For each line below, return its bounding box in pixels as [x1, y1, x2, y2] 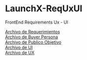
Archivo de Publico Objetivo [5, 39, 61, 45]
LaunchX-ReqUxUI [5, 3, 83, 14]
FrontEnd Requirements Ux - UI [5, 19, 68, 25]
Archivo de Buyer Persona [5, 34, 58, 40]
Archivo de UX [5, 50, 34, 56]
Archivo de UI [5, 44, 33, 50]
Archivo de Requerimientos [5, 29, 60, 34]
